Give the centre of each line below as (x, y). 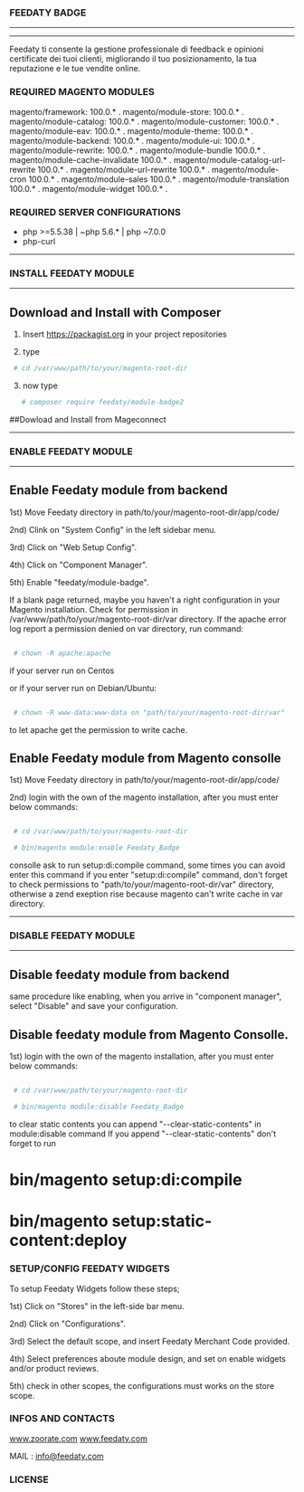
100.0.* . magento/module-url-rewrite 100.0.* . (123, 169)
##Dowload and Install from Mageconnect (88, 419)
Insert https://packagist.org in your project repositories (125, 334)
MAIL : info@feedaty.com (57, 1456)
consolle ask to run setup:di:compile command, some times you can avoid (147, 865)
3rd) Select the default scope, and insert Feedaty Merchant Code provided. (150, 1341)
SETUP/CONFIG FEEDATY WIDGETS (90, 1269)
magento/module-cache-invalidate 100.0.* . (90, 159)
